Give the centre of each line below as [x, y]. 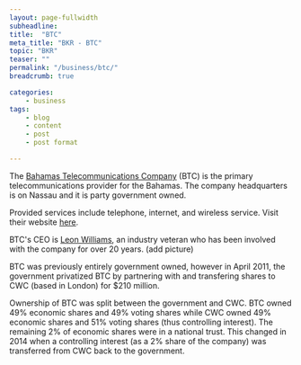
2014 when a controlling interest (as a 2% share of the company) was [138, 341]
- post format [52, 143]
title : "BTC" [36, 34]
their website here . [44, 222]
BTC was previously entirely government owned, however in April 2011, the [147, 266]
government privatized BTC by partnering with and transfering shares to [142, 276]
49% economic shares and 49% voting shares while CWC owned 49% [140, 312]
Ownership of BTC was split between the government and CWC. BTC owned [150, 303]
